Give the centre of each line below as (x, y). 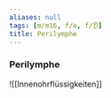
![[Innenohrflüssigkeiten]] (55, 84)
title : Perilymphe (43, 34)
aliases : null (36, 17)
